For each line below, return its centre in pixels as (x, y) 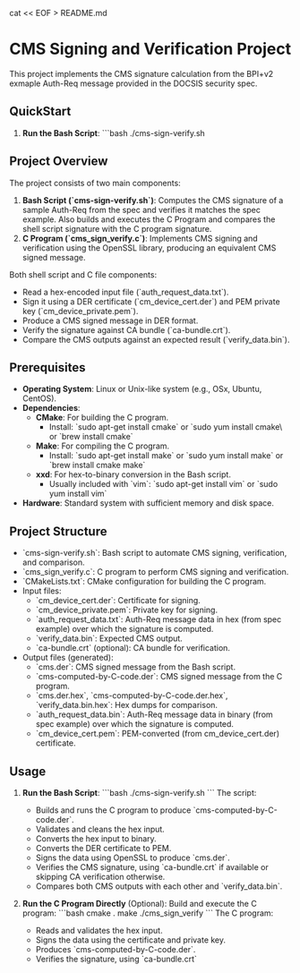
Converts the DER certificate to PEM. (103, 848)
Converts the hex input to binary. (96, 839)
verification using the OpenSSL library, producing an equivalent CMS (149, 248)
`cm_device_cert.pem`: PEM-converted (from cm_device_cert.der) (158, 734)
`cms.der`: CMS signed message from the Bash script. (135, 667)
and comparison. (53, 562)
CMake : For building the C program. (102, 418)
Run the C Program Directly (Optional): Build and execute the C (139, 904)
